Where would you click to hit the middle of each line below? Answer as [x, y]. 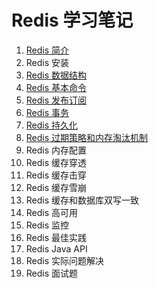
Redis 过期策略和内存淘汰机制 [87, 137]
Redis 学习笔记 [72, 20]
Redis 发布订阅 [56, 100]
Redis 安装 [47, 62]
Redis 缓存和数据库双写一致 [82, 200]
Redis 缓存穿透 [56, 162]
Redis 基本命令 [56, 87]
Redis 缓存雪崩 [56, 187]
